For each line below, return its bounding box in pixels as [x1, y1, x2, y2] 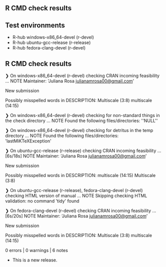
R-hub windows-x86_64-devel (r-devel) [12, 34, 94, 40]
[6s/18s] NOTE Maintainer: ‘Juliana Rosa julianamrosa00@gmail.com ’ [5, 153, 147, 159]
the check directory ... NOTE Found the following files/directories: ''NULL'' [5, 117, 158, 124]
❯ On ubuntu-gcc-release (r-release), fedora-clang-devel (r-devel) [5, 187, 143, 193]
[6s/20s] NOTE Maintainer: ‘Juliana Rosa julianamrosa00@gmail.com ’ [5, 213, 148, 219]
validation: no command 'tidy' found [5, 198, 79, 204]
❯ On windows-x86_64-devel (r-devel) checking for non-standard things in [5, 112, 160, 118]
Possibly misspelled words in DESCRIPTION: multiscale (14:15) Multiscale [5, 172, 156, 178]
